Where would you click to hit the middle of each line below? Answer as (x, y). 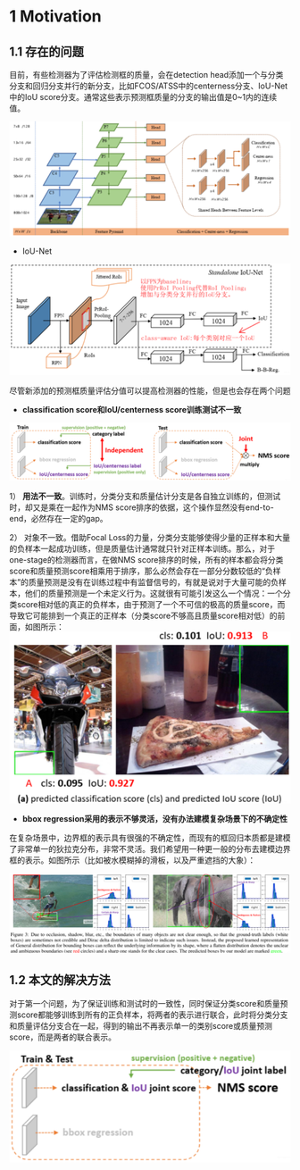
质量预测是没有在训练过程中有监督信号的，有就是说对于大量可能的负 (154, 581)
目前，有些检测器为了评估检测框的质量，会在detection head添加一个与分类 (146, 75)
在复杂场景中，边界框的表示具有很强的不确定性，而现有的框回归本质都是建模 (150, 838)
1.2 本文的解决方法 (60, 980)
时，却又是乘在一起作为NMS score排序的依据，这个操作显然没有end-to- (142, 507)
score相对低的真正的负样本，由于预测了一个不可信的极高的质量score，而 (151, 604)
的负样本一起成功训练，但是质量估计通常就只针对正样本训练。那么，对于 (142, 548)
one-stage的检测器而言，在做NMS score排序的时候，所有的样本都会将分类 (146, 559)
